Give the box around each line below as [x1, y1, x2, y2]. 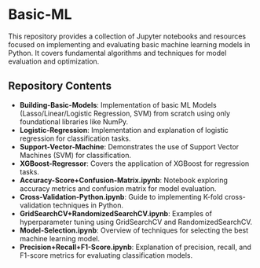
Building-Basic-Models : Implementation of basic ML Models [19, 100, 218, 109]
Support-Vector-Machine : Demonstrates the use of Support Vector [19, 141, 240, 151]
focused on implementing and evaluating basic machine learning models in [8, 39, 251, 49]
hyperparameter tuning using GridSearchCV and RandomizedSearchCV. [19, 217, 253, 226]
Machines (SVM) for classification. [19, 150, 132, 160]
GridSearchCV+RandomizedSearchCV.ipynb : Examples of [19, 208, 212, 218]
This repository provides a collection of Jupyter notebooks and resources [8, 31, 246, 41]
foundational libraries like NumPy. [19, 116, 129, 127]
